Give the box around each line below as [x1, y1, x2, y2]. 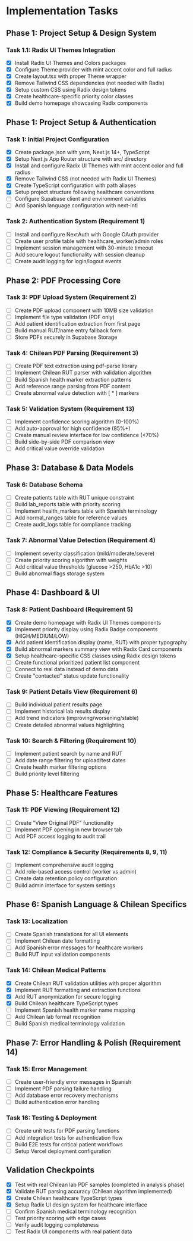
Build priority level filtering [14, 770, 80, 778]
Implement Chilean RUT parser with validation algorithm [14, 369, 152, 376]
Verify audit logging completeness [14, 1221, 99, 1228]
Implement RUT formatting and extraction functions [14, 986, 141, 993]
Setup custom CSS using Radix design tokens [14, 86, 126, 93]
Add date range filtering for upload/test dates [14, 756, 126, 763]
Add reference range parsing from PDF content [14, 382, 131, 389]
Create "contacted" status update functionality [14, 672, 129, 679]
